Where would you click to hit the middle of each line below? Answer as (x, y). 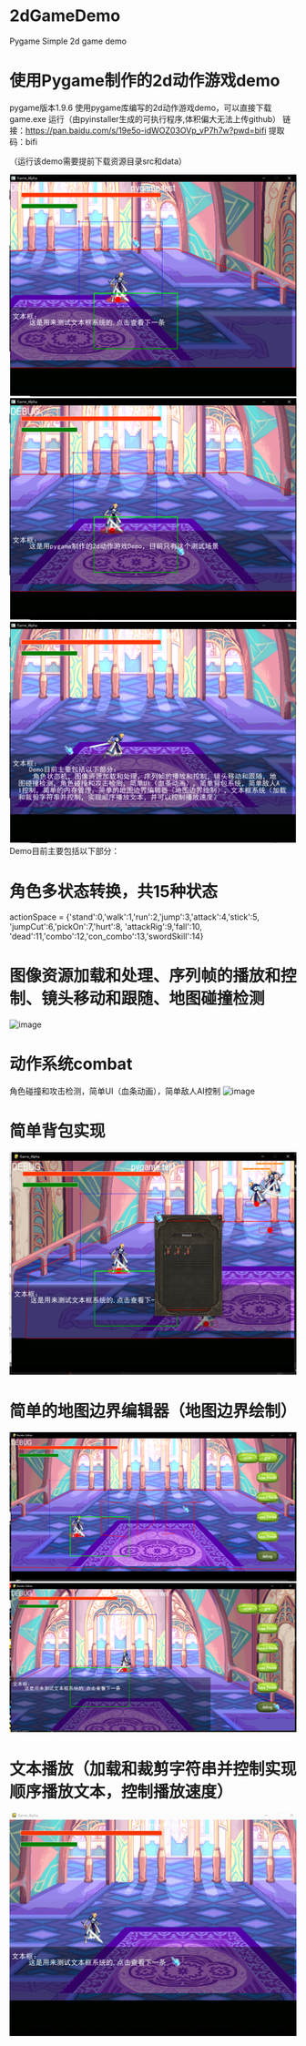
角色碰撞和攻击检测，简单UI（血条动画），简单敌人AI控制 (115, 1091)
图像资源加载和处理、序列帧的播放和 (145, 976)
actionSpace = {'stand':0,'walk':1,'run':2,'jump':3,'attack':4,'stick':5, (134, 917)
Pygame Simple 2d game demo (68, 41)
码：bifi (24, 141)
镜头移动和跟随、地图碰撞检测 (153, 999)
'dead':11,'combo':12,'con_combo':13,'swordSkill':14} (107, 936)
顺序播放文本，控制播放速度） (122, 1792)
